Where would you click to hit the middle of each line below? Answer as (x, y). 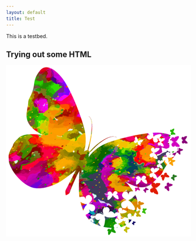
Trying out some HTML (49, 54)
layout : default (26, 12)
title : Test (21, 18)
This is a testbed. (27, 36)
